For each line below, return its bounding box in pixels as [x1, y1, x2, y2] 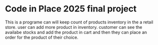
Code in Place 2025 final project [5, 3, 137, 14]
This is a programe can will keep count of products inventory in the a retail [5, 19, 154, 25]
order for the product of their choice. [5, 34, 79, 40]
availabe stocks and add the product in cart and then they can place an [5, 29, 147, 35]
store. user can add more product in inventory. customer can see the [5, 24, 142, 30]
